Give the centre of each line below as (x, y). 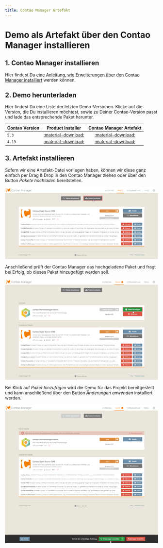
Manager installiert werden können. (41, 80)
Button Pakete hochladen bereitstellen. (44, 180)
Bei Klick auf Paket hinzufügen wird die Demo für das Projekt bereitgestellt (80, 388)
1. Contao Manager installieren (52, 63)
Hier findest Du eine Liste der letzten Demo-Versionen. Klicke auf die (74, 107)
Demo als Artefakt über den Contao (78, 35)
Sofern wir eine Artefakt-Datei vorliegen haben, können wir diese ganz (76, 170)
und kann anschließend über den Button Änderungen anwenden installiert (79, 393)
